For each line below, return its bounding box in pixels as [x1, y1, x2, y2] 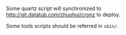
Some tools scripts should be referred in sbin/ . [6, 23, 118, 29]
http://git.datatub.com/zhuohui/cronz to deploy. [6, 11, 121, 18]
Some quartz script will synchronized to [6, 5, 101, 12]
